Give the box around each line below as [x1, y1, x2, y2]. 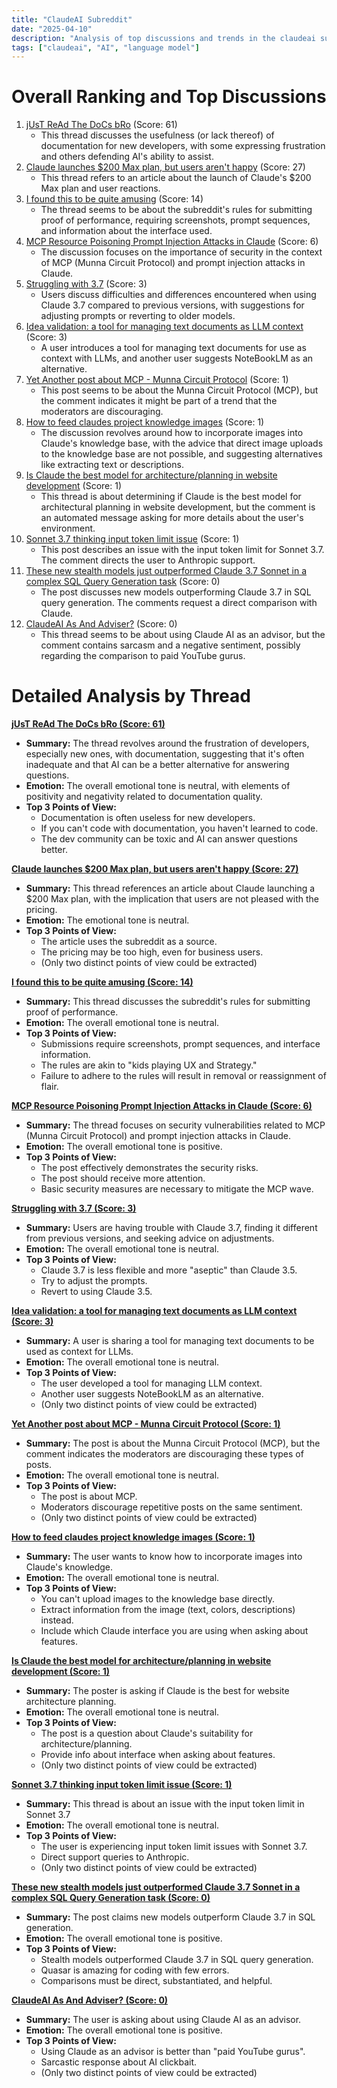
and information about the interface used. [40, 225, 213, 237]
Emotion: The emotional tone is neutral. [25, 914, 190, 926]
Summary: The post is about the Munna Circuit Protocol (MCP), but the [25, 1437, 321, 1450]
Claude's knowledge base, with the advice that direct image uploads [40, 437, 324, 450]
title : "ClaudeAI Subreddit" [11, 14, 133, 25]
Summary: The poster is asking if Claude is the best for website [25, 1685, 290, 1697]
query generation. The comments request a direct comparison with [40, 597, 318, 609]
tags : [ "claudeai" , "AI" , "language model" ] [11, 42, 200, 53]
